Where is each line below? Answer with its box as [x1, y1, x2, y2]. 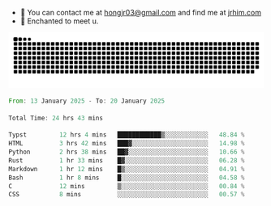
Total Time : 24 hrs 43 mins [8, 114, 104, 122]
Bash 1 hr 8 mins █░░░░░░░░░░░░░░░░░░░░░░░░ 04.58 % [8, 174, 245, 182]
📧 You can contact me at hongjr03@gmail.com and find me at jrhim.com [19, 8, 262, 17]
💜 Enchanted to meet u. [19, 16, 99, 26]
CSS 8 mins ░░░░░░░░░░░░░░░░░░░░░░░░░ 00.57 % [8, 191, 245, 199]
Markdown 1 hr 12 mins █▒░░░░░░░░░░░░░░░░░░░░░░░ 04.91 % [8, 165, 245, 173]
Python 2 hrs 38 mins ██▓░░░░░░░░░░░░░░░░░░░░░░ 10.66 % [8, 148, 245, 156]
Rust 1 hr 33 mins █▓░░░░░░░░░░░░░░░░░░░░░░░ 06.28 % [8, 156, 245, 165]
